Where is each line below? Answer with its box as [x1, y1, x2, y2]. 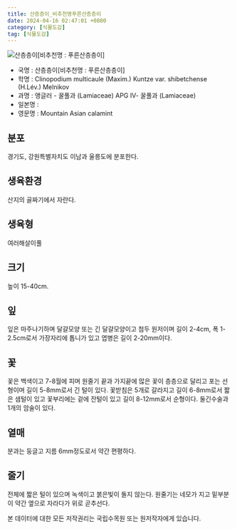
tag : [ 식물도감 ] [7, 30, 50, 38]
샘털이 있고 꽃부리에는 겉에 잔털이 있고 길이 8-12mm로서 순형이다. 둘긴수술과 [14, 395, 229, 404]
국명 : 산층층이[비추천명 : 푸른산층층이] [17, 66, 125, 75]
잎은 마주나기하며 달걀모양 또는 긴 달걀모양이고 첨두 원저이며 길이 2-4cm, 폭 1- [7, 325, 226, 334]
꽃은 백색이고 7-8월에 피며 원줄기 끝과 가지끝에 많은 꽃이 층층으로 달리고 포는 [7, 377, 221, 386]
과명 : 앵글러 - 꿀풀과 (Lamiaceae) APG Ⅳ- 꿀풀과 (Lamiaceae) [17, 91, 196, 100]
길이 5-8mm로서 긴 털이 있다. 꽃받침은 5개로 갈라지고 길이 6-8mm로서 [26, 386, 223, 394]
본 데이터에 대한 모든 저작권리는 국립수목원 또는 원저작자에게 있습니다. [7, 514, 201, 523]
